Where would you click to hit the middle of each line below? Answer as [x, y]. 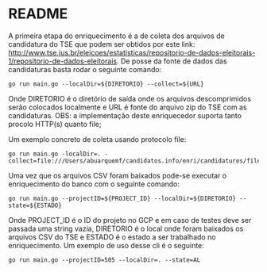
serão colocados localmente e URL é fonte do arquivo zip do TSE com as [128, 107]
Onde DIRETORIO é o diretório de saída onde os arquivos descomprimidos [130, 98]
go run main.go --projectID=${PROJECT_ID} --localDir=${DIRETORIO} [122, 198]
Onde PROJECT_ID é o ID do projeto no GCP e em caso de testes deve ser [130, 220]
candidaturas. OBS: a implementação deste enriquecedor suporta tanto [125, 115]
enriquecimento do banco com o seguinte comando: [94, 184]
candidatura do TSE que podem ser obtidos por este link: [102, 44]
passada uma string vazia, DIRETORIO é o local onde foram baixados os [126, 228]
